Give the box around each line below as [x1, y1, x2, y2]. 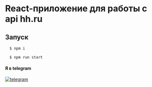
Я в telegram [5, 65, 31, 71]
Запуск [5, 33, 29, 41]
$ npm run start [9, 55, 43, 59]
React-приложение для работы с [5, 3, 148, 14]
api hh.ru [5, 13, 43, 25]
